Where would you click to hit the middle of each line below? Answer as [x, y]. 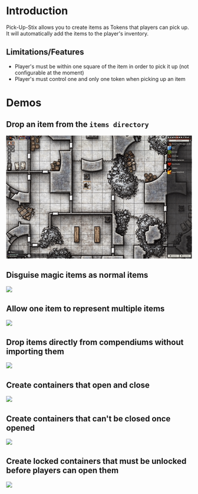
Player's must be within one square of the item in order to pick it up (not [102, 66]
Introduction [37, 11]
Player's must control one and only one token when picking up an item [100, 79]
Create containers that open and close [78, 385]
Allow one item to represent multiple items [85, 309]
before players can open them [62, 471]
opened [21, 428]
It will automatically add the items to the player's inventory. [77, 33]
